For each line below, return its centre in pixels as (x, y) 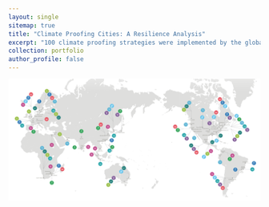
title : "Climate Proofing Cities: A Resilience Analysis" (107, 34)
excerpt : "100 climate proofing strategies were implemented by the (125, 43)
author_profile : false (46, 59)
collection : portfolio (46, 51)
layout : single (34, 17)
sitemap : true (32, 25)
